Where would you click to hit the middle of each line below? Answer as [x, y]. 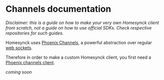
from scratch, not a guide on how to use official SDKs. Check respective [79, 27]
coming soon [19, 72]
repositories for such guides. [35, 33]
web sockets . [19, 48]
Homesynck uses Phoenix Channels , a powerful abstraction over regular [79, 42]
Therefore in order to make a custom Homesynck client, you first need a [78, 57]
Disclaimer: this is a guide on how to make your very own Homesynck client [82, 23]
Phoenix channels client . [30, 62]
